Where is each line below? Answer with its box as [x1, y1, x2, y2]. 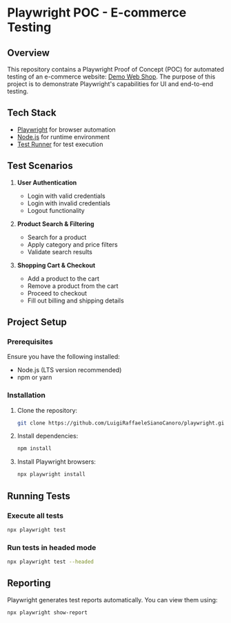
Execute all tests [7, 511, 64, 520]
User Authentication [17, 178, 77, 187]
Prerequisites [7, 336, 53, 346]
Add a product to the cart [27, 274, 100, 283]
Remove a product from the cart [27, 281, 119, 290]
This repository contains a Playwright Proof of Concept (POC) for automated [7, 65, 224, 73]
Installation [7, 391, 46, 400]
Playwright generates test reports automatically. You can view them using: [7, 595, 218, 604]
